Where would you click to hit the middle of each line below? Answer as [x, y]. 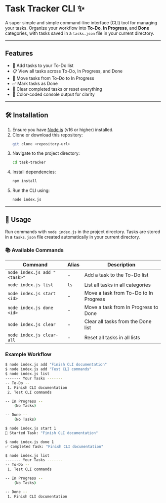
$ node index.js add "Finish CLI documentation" [56, 365]
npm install [24, 181]
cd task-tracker [29, 162]
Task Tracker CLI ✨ [45, 9]
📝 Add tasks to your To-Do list [43, 65]
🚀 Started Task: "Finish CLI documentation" [52, 433]
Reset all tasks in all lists [112, 338]
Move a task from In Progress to [121, 307]
